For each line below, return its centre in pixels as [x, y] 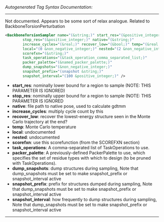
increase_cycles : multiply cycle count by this [58, 111]
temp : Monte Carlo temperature [44, 127]
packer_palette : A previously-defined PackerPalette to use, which [79, 153]
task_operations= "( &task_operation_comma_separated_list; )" [85, 58]
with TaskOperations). [34, 163]
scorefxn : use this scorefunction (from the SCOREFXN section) [76, 142]
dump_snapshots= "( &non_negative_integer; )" [67, 67]
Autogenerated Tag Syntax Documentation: [49, 7]
